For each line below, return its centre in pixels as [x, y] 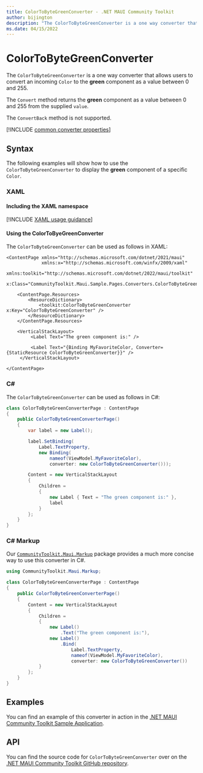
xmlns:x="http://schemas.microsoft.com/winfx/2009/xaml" [114, 263]
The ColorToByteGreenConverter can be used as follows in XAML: [87, 247]
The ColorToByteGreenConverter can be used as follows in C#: [83, 397]
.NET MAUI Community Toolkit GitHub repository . [67, 763]
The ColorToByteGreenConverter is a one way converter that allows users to [100, 75]
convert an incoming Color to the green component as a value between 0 [98, 82]
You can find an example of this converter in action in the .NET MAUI [92, 717]
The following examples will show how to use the [67, 163]
